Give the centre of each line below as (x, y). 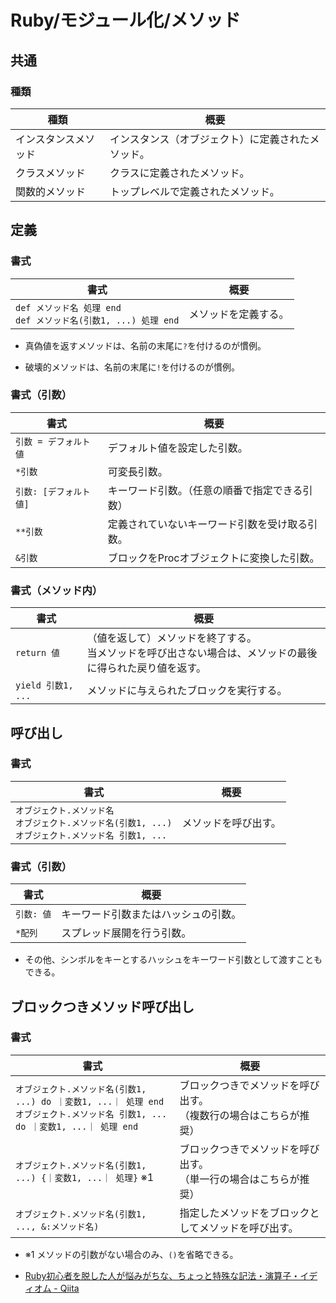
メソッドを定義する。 (239, 314)
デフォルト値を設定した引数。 (177, 448)
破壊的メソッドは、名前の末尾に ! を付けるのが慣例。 (132, 367)
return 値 (37, 653)
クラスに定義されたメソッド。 (179, 173)
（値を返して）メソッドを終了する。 (172, 638)
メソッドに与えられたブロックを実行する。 (187, 691)
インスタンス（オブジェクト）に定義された (209, 139)
